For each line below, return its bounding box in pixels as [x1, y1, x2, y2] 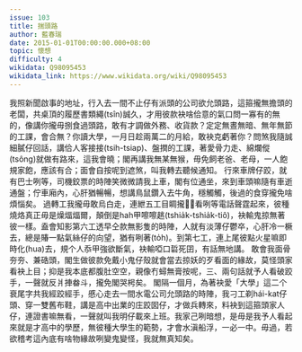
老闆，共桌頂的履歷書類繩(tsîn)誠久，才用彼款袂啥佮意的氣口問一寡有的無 [9, 109, 280, 119]
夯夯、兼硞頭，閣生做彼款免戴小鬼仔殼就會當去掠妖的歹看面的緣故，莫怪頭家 [9, 254, 293, 265]
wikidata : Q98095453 [9, 64, 87, 73]
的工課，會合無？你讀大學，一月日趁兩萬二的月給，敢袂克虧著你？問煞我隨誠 [9, 131, 293, 142]
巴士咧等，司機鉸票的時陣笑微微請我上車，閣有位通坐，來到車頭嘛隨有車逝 [16, 176, 293, 187]
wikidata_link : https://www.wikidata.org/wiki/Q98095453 [9, 72, 227, 81]
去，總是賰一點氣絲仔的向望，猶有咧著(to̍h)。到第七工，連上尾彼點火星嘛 [9, 232, 280, 242]
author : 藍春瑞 [9, 30, 62, 39]
